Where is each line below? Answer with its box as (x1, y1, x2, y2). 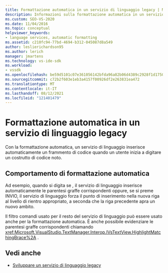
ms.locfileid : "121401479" (5, 95, 61, 100)
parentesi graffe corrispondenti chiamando (5, 224, 93, 230)
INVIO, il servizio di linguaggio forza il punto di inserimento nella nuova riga (5, 193, 160, 199)
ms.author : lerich (5, 49, 43, 54)
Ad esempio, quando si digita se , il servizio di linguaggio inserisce (5, 183, 142, 188)
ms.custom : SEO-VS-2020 (5, 16, 55, 21)
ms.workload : (5, 63, 32, 68)
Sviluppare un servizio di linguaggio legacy (12, 262, 101, 268)
